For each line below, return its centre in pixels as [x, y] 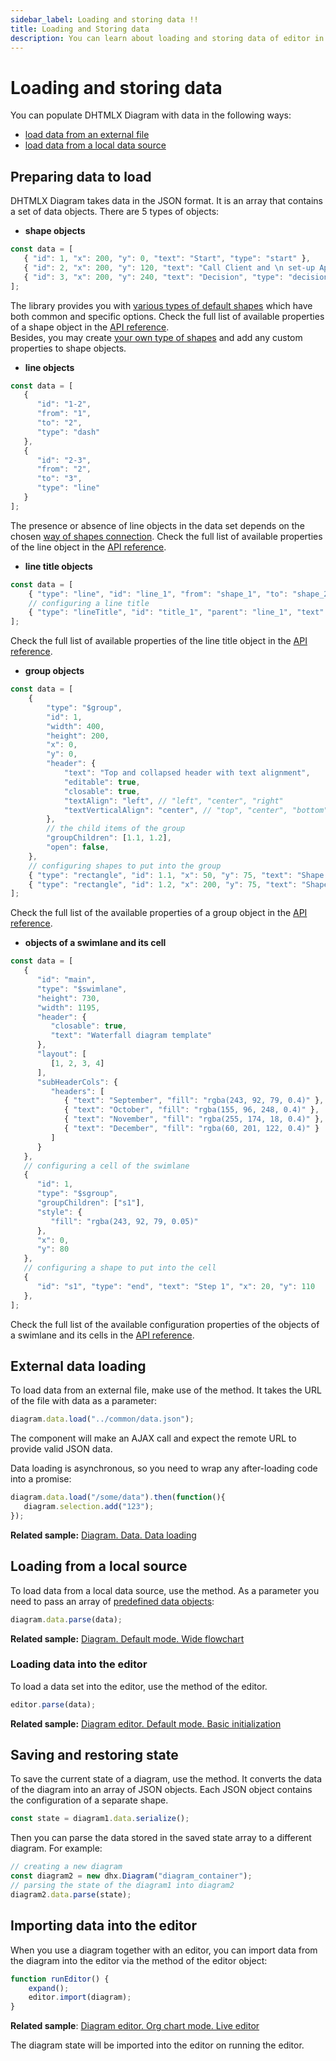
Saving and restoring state [94, 1755]
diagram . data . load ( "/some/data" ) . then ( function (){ [118, 1497]
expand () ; [49, 1988]
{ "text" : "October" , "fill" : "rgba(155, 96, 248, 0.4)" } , [191, 1110]
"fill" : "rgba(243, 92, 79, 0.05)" [124, 1221]
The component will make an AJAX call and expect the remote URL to [153, 1438]
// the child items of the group [116, 829]
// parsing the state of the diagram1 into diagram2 [122, 1886]
